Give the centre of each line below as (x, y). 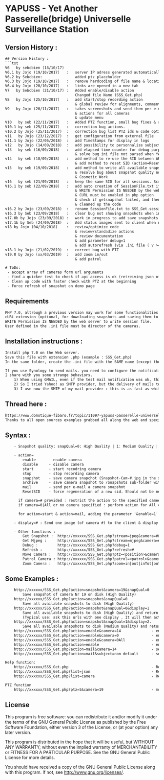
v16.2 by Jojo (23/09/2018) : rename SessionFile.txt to (68, 209)
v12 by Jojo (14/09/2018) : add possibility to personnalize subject (83, 145)
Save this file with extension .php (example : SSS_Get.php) (69, 357)
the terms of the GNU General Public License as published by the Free (76, 722)
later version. (18, 732)
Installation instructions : (44, 342)
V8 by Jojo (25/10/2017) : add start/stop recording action (74, 99)
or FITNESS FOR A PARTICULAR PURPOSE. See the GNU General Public (78, 752)
